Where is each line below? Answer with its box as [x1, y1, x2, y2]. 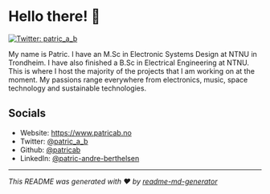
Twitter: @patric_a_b [19, 136, 88, 146]
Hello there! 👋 [8, 7, 100, 26]
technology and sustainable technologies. [8, 83, 147, 93]
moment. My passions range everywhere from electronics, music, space [8, 75, 248, 84]
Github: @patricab [19, 144, 81, 155]
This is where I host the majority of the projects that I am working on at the [8, 66, 256, 75]
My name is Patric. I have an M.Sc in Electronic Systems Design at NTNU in [8, 49, 257, 59]
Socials [8, 107, 47, 120]
